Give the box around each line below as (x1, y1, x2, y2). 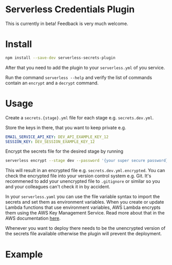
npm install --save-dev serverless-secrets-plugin (5, 55, 116, 60)
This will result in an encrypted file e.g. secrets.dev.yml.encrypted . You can (5, 167, 165, 174)
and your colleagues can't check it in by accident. (5, 184, 111, 190)
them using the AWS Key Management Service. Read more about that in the (5, 210, 165, 216)
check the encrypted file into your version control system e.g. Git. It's (5, 173, 152, 179)
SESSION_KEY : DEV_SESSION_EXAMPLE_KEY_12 (5, 139, 95, 144)
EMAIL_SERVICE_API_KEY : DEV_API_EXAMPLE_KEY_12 (5, 134, 109, 139)
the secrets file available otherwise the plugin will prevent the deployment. (5, 231, 162, 237)
